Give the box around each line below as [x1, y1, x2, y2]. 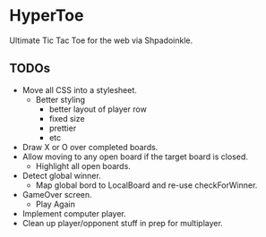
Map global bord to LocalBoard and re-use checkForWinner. [35, 180, 258, 190]
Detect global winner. [21, 170, 101, 181]
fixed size [48, 113, 85, 123]
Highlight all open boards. [35, 160, 132, 171]
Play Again [35, 199, 76, 209]
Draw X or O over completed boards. [21, 141, 159, 152]
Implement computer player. [21, 207, 127, 219]
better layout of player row [48, 104, 148, 114]
